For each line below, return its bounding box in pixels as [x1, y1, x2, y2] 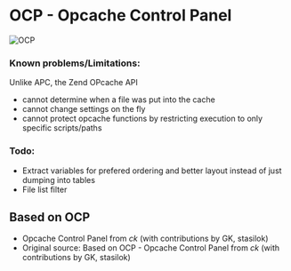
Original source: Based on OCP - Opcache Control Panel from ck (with [21, 243, 280, 253]
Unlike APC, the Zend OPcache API [9, 77, 138, 88]
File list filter [21, 184, 68, 195]
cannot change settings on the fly [21, 104, 146, 115]
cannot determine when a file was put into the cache [21, 94, 215, 105]
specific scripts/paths [21, 123, 102, 133]
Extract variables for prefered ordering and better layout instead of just [21, 165, 282, 176]
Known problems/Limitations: [9, 57, 141, 69]
